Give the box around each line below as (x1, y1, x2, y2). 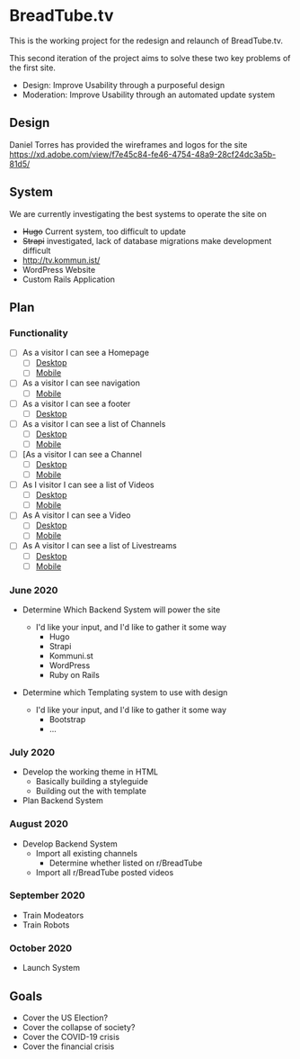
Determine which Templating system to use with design (22, 686, 228, 698)
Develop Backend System (22, 838, 119, 849)
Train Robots (22, 919, 70, 930)
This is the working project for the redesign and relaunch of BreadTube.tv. (9, 35, 284, 46)
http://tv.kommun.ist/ (22, 254, 101, 266)
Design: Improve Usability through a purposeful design (22, 79, 225, 90)
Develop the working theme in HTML (22, 766, 159, 777)
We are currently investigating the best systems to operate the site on (9, 208, 268, 219)
